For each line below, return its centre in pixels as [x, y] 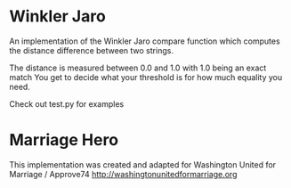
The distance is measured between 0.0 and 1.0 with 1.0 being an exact [138, 68]
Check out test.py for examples [67, 103]
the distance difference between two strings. [91, 50]
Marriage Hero [64, 140]
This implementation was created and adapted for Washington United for [143, 164]
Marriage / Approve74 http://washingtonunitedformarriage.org [123, 174]
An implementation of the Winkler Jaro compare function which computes [145, 41]
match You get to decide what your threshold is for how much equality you [146, 77]
